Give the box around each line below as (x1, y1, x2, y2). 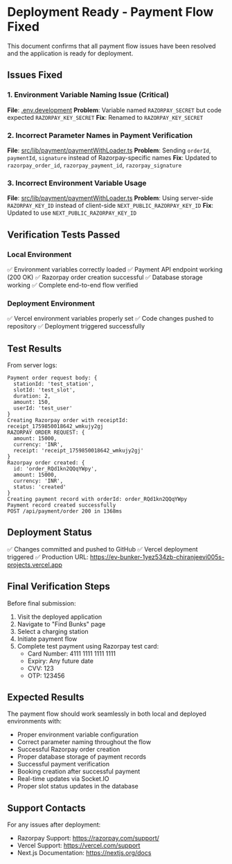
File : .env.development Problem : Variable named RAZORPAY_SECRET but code (7, 105, 222, 114)
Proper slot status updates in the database (17, 782, 139, 791)
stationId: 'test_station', (13, 380, 95, 388)
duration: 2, (13, 393, 51, 400)
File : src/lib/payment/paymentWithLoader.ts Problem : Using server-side (7, 194, 213, 202)
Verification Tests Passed (7, 229, 121, 240)
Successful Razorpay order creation (17, 746, 121, 754)
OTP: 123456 (27, 671, 65, 680)
